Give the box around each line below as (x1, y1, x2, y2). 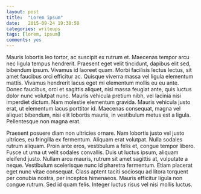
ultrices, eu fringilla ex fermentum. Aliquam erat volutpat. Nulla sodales (6, 136, 183, 143)
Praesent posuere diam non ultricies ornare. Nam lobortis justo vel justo (6, 129, 185, 137)
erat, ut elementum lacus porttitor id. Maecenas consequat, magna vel (6, 105, 181, 112)
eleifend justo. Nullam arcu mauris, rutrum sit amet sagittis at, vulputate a (6, 155, 188, 162)
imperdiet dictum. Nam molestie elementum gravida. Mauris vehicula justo (6, 99, 191, 106)
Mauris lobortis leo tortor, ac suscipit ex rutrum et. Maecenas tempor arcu (6, 54, 190, 60)
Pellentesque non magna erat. (6, 118, 81, 124)
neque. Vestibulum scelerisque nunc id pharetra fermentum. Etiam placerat (6, 161, 193, 169)
